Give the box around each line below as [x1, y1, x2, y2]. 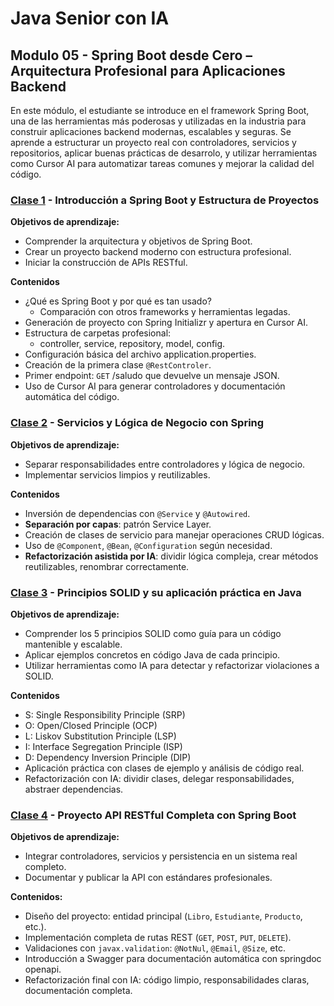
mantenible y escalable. [24, 638, 123, 650]
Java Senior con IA [10, 7, 170, 30]
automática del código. [24, 391, 120, 403]
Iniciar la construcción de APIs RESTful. [24, 257, 188, 269]
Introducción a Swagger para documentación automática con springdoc [24, 953, 322, 965]
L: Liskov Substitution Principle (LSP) [24, 730, 177, 742]
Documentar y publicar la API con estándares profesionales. [24, 872, 273, 884]
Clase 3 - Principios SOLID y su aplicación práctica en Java [10, 585, 302, 599]
